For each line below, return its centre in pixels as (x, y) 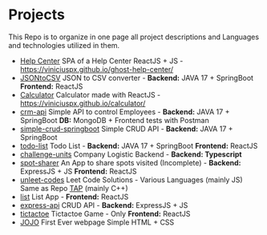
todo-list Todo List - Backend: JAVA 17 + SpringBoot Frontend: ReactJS (139, 145)
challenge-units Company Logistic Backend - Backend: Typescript (131, 154)
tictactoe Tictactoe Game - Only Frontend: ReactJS (105, 213)
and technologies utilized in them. (64, 45)
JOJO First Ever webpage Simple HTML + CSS (97, 222)
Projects (37, 15)
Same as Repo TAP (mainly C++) (74, 188)
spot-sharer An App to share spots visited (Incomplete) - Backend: (130, 162)
